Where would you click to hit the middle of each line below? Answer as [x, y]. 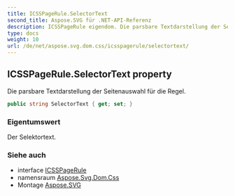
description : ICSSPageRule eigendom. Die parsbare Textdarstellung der [114, 27]
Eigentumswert [34, 121]
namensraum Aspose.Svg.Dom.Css [68, 178]
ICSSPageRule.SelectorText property [90, 74]
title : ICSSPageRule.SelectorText [58, 14]
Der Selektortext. [32, 137]
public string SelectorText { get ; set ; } [70, 104]
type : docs [23, 33]
